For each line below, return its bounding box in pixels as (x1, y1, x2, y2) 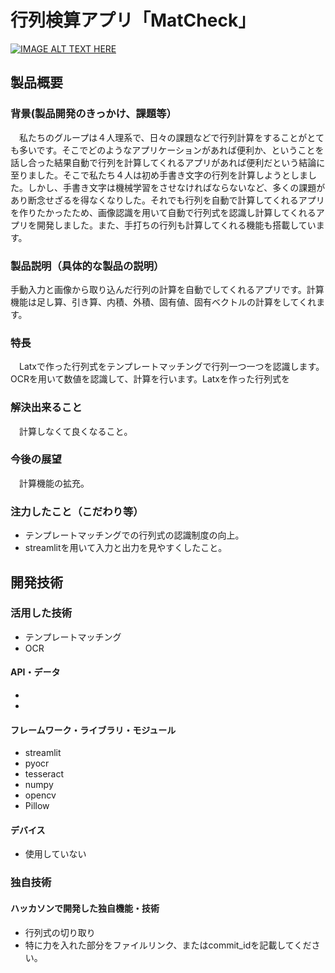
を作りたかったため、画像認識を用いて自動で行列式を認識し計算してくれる (10, 206, 317, 218)
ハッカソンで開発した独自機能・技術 (10, 902, 160, 914)
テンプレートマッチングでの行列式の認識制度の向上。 (24, 529, 245, 541)
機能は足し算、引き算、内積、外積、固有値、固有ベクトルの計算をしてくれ (10, 296, 317, 308)
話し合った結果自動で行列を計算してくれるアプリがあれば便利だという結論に (10, 156, 326, 168)
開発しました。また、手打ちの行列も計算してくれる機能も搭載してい (36, 219, 317, 231)
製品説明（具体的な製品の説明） (10, 259, 165, 273)
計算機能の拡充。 (18, 477, 90, 489)
